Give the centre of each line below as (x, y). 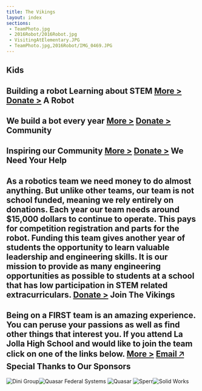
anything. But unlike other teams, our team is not (100, 191)
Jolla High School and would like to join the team (99, 344)
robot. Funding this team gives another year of (96, 238)
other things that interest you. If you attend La (95, 334)
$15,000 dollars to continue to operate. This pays (101, 219)
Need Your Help (36, 160)
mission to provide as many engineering (84, 266)
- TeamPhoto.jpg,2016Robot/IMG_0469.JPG (61, 46)
